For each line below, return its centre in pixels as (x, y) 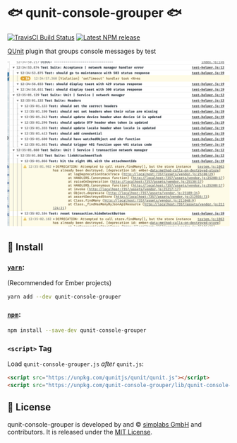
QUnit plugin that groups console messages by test (82, 51)
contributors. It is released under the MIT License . (80, 432)
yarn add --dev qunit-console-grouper (64, 297)
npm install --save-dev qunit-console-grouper (77, 330)
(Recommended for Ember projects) (60, 282)
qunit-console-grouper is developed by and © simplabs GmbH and (105, 424)
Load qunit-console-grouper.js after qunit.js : (75, 364)
